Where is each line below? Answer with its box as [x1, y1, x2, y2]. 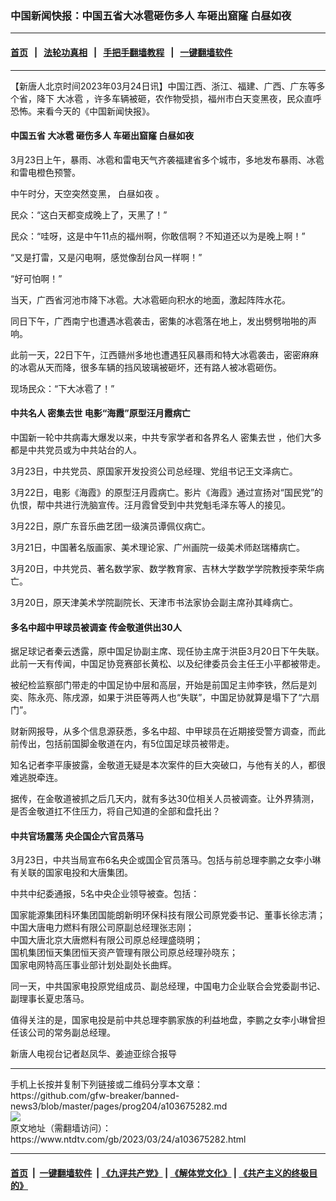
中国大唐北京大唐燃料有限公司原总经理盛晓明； [10, 934, 203, 946]
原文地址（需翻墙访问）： [10, 1122, 112, 1134]
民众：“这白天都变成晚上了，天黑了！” [10, 208, 168, 221]
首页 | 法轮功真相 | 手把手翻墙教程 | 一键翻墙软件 [10, 46, 233, 58]
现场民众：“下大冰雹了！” [10, 382, 115, 394]
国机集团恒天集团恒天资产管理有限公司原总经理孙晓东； [10, 947, 238, 959]
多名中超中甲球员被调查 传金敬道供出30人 [10, 621, 182, 633]
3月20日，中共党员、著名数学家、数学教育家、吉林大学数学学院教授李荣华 [10, 562, 317, 574]
